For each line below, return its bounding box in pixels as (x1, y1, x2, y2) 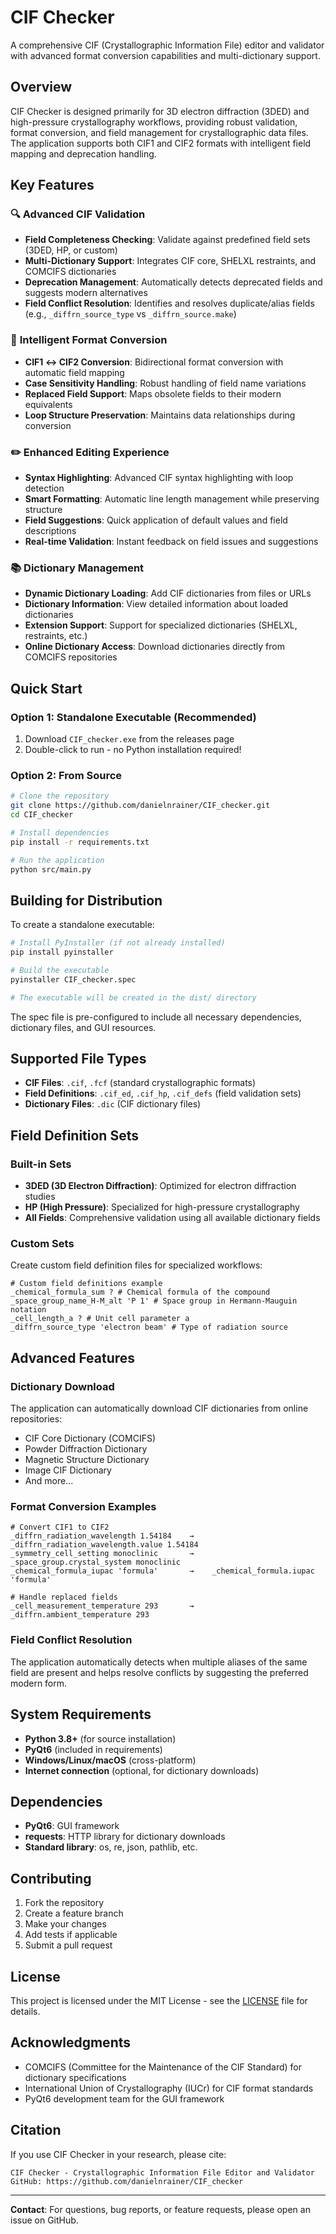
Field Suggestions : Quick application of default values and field (24, 514, 288, 526)
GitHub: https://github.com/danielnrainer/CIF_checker (10, 2176, 244, 2186)
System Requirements (10, 1706, 152, 1723)
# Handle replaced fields (10, 1592, 118, 1603)
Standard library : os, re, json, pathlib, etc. (24, 1841, 198, 1853)
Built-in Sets (10, 1157, 72, 1171)
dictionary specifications (24, 2071, 127, 2083)
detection (24, 482, 65, 495)
